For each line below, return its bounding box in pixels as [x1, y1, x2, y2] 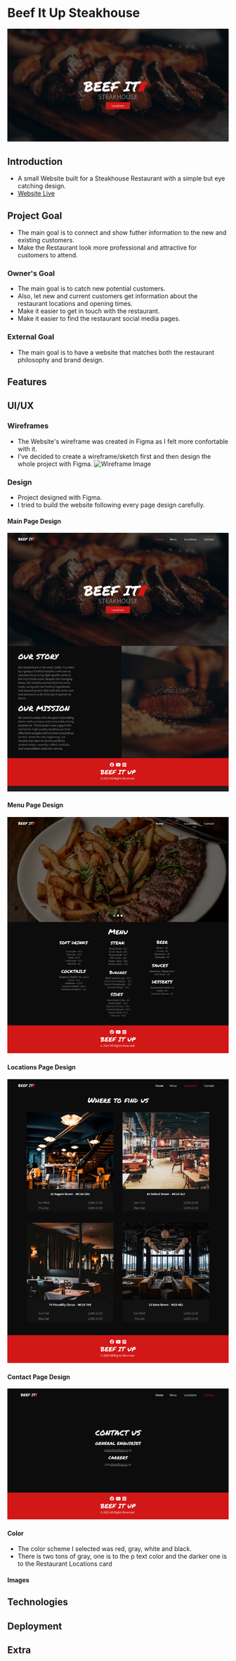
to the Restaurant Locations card [17, 1559, 112, 1568]
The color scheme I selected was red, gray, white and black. [17, 1545, 192, 1553]
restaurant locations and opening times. [17, 300, 133, 308]
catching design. [17, 182, 67, 190]
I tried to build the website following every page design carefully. [17, 501, 205, 509]
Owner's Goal [7, 268, 55, 278]
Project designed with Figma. [17, 493, 103, 501]
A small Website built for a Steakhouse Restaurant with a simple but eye [17, 174, 225, 183]
